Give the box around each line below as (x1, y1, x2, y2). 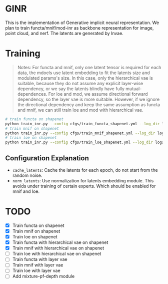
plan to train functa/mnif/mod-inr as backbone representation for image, (5, 25, 154, 31)
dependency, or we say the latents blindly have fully (17, 86, 125, 92)
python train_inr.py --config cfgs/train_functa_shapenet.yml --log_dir (5, 121, 160, 126)
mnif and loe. (12, 188, 40, 194)
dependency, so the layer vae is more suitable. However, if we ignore (17, 96, 160, 102)
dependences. (17, 91, 47, 97)
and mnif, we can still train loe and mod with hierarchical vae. (17, 107, 143, 113)
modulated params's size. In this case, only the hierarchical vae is (17, 75, 153, 81)
